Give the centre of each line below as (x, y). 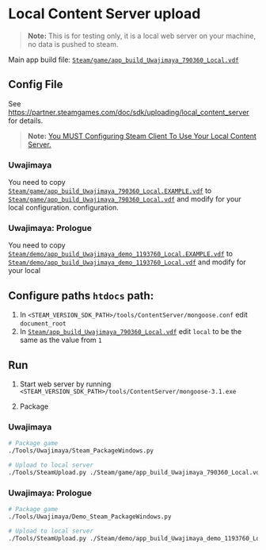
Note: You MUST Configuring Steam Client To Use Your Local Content (142, 136)
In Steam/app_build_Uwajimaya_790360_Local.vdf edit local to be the (131, 332)
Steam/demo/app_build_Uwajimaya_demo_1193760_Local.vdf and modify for (127, 262)
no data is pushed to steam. (73, 44)
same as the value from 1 (61, 340)
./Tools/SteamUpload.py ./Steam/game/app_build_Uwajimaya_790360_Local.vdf (136, 472)
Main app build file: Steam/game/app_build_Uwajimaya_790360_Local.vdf (123, 60)
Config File (36, 85)
